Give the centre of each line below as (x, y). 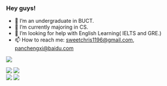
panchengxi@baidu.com (44, 49)
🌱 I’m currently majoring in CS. (51, 27)
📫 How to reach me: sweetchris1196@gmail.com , (74, 40)
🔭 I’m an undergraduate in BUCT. (54, 21)
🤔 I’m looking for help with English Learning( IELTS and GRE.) (88, 33)
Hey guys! (21, 8)
